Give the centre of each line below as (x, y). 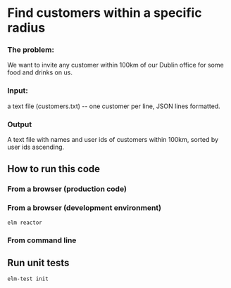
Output (20, 124)
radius (26, 28)
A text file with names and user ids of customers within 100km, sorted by (113, 140)
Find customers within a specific (105, 13)
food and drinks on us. (40, 72)
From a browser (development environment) (85, 208)
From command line (42, 240)
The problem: (31, 50)
